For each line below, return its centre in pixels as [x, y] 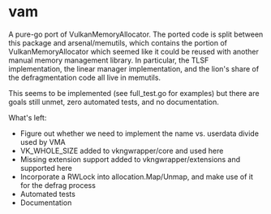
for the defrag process [58, 185]
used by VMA [43, 142]
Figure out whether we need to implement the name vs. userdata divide [140, 133]
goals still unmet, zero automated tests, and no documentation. [114, 102]
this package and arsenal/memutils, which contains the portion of [118, 42]
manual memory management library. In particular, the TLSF [109, 60]
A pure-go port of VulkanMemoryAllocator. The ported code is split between [136, 34]
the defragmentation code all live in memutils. [84, 77]
